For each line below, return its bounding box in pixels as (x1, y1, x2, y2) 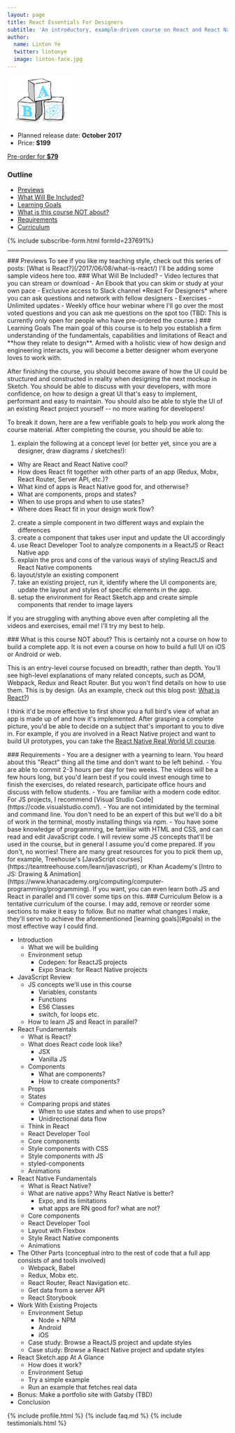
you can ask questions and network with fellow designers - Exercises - (7, 294, 212, 302)
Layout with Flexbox (27, 1227, 86, 1235)
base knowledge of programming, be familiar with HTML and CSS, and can (7, 825, 223, 834)
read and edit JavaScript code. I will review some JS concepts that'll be (7, 832, 213, 841)
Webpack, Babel (27, 1264, 76, 1272)
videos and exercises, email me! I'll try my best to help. (7, 622, 166, 630)
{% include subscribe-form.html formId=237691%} (7, 236, 154, 245)
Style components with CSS (27, 1145, 108, 1153)
